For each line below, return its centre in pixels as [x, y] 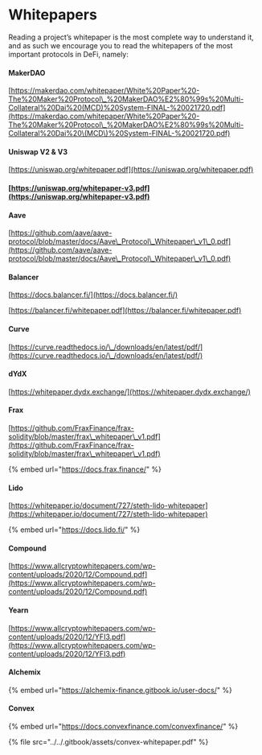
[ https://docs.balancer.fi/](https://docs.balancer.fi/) [93, 295]
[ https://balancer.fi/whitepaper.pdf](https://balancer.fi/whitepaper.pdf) [125, 311]
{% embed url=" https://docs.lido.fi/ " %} [74, 530]
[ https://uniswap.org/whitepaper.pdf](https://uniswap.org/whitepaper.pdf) [131, 170]
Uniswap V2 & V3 [38, 151]
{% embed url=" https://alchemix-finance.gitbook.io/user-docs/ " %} [121, 690]
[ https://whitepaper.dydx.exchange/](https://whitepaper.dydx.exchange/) [130, 391]
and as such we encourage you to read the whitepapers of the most [121, 45]
